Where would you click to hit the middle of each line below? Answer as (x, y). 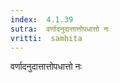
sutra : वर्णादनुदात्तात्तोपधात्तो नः (60, 29)
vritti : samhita (46, 38)
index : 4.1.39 (42, 19)
